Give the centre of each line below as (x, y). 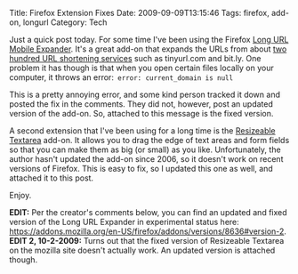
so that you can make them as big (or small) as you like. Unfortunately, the (145, 149)
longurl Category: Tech (65, 22)
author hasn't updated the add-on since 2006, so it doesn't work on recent (146, 159)
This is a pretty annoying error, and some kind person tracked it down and (145, 94)
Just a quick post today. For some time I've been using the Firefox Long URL (149, 40)
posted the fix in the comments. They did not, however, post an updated (141, 104)
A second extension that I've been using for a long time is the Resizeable (142, 131)
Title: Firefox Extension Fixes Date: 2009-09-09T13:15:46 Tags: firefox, (139, 13)
